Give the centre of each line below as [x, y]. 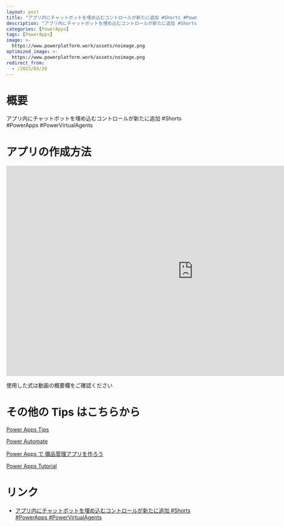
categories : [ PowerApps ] [38, 29]
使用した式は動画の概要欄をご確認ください [59, 386]
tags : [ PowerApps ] [29, 35]
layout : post [23, 12]
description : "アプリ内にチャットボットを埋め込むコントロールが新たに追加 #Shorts [102, 23]
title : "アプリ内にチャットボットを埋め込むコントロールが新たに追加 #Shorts [93, 18]
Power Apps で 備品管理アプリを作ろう [55, 454]
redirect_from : [25, 63]
